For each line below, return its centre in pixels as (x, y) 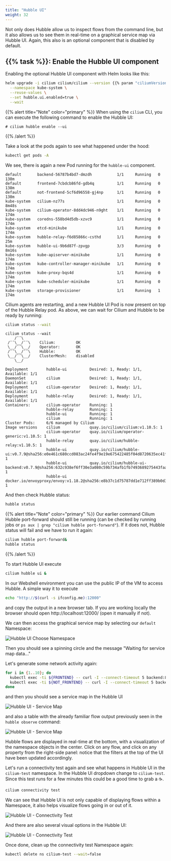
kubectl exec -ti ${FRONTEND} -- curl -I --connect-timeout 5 (77, 677)
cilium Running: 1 (79, 419)
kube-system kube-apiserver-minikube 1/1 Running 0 (83, 255)
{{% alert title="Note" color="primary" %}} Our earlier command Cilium (80, 514)
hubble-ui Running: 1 (79, 414)
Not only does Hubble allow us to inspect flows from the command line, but (84, 29)
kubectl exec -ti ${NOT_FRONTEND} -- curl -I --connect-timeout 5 (82, 682)
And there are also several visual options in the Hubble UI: (66, 825)
